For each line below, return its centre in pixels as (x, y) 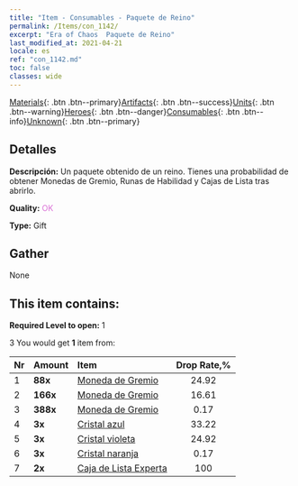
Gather (29, 253)
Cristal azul (101, 425)
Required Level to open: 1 (57, 326)
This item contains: (64, 303)
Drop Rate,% (203, 365)
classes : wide (36, 77)
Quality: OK (32, 207)
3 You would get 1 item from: (62, 343)
